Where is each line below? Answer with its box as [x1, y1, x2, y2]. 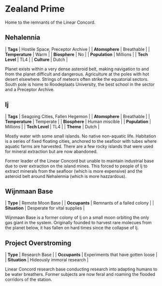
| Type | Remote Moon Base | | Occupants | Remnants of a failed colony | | [5, 200, 154, 206]
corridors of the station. [5, 277, 52, 283]
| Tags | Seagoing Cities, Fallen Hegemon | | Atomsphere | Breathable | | [5, 113, 150, 119]
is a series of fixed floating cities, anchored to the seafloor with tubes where [5, 138, 157, 144]
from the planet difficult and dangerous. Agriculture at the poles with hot [5, 71, 149, 77]
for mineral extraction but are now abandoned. [5, 149, 98, 154]
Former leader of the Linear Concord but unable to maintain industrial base [5, 158, 154, 164]
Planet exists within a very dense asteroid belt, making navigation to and [5, 66, 149, 72]
